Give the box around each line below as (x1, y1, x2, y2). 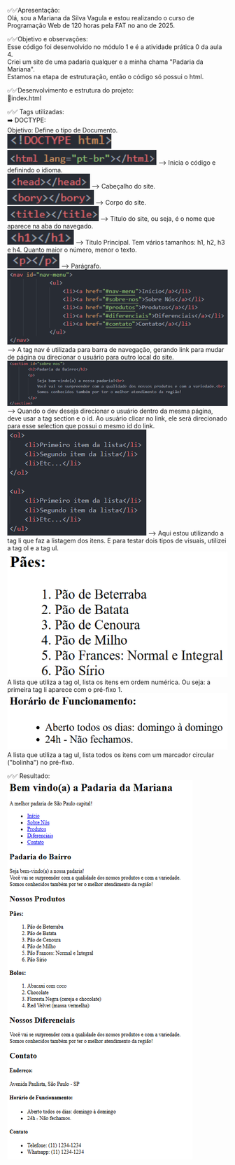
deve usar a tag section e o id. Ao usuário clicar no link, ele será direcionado (7, 414, 227, 423)
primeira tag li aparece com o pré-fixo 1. (7, 685, 122, 693)
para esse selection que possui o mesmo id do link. (7, 422, 155, 430)
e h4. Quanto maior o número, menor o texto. (7, 245, 138, 254)
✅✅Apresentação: (7, 6, 60, 14)
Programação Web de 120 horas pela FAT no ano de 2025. (7, 21, 176, 29)
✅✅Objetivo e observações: (7, 35, 89, 43)
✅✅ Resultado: (7, 772, 50, 780)
